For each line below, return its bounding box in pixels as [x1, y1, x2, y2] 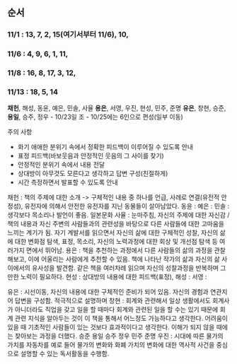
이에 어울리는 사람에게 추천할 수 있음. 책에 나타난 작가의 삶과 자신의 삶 [28, 255, 221, 264]
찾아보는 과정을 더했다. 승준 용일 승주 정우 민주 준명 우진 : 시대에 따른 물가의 [14, 331, 224, 341]
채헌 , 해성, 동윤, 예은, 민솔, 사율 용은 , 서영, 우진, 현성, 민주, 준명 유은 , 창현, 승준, [7, 104, 226, 112]
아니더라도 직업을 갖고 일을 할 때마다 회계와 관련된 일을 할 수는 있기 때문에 [14, 305, 219, 314]
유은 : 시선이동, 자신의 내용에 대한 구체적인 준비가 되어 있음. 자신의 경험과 [7, 288, 209, 296]
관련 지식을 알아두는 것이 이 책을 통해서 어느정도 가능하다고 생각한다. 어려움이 [14, 314, 229, 323]
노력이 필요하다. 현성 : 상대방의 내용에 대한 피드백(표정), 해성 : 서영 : [20, 273, 207, 281]
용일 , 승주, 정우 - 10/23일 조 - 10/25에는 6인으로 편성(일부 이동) [7, 112, 184, 122]
